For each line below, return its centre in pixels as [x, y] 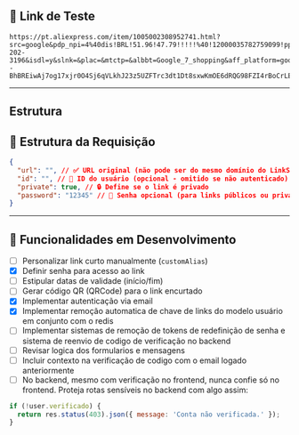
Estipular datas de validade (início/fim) [93, 281]
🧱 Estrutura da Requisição [82, 142]
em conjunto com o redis [68, 321]
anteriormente [48, 370]
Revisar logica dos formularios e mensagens [103, 350]
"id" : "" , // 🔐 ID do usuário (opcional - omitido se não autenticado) [153, 179]
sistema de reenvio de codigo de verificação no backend [126, 341]
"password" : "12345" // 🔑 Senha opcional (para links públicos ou [143, 195]
